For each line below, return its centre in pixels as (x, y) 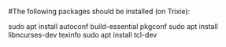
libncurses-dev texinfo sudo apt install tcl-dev (83, 35)
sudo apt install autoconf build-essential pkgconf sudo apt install (113, 26)
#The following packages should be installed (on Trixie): (99, 11)
